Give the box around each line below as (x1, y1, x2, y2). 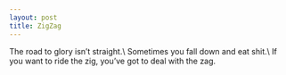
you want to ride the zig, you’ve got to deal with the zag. (9, 55, 217, 66)
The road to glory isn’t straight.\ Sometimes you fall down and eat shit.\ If (9, 46, 278, 56)
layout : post (9, 12, 58, 22)
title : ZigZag (9, 21, 62, 30)
